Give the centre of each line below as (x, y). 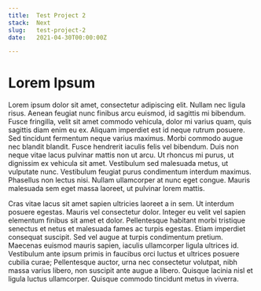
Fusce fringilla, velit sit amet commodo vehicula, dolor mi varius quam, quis (130, 122)
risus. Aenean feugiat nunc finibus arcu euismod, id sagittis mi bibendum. (127, 113)
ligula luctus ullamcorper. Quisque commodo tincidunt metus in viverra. (123, 279)
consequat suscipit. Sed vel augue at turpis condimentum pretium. (116, 238)
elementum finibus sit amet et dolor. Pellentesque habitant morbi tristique (127, 220)
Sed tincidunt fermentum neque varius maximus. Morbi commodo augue (126, 138)
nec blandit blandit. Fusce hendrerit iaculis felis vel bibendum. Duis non (123, 147)
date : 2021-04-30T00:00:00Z (58, 37)
